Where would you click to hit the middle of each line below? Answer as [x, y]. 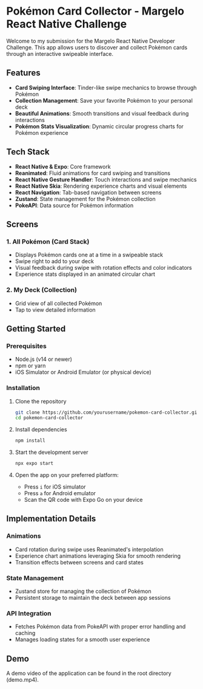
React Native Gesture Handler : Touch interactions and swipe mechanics [106, 179]
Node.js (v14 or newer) [44, 359]
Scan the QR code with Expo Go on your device [83, 500]
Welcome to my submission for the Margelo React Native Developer [91, 41]
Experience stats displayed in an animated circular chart [85, 274]
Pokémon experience [42, 132]
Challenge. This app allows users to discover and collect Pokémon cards [97, 47]
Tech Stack [28, 152]
